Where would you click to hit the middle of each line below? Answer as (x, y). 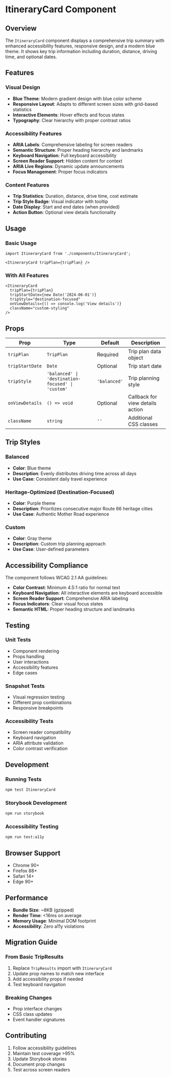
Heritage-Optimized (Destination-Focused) (60, 492)
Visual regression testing (39, 697)
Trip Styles (23, 442)
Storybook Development (36, 803)
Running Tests (23, 779)
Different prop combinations (42, 703)
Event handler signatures (39, 1019)
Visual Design (23, 87)
